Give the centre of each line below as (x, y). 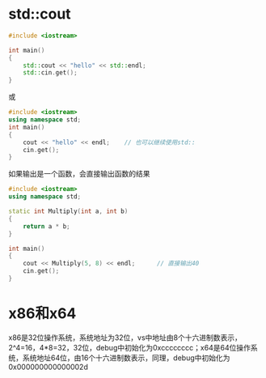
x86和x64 (42, 314)
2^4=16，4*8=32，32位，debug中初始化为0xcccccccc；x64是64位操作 (129, 347)
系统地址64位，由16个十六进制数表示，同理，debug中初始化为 (126, 358)
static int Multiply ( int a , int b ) (68, 211)
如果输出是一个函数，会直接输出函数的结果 (79, 174)
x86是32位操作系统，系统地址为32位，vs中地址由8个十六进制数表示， (125, 338)
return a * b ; (46, 226)
